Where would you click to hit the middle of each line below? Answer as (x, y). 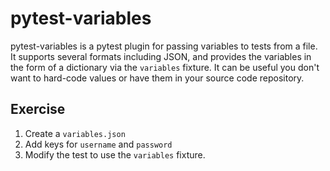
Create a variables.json (75, 133)
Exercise (38, 109)
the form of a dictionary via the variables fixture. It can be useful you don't (165, 67)
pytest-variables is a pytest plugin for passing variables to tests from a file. (164, 46)
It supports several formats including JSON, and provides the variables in (161, 56)
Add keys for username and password (98, 144)
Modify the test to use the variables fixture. (115, 154)
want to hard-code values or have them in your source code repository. (157, 78)
